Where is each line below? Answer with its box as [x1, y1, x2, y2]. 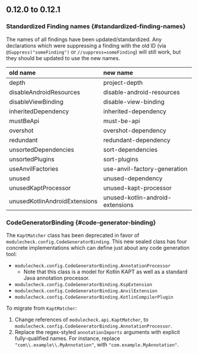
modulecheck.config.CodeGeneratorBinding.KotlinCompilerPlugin [14, 294, 174, 300]
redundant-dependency [103, 135, 171, 144]
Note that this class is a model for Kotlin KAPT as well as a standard [23, 268, 187, 275]
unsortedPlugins [9, 155, 55, 163]
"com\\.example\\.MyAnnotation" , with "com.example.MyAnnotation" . [14, 341, 179, 348]
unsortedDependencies [9, 145, 75, 154]
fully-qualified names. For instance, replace [14, 335, 120, 342]
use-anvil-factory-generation [103, 164, 187, 173]
